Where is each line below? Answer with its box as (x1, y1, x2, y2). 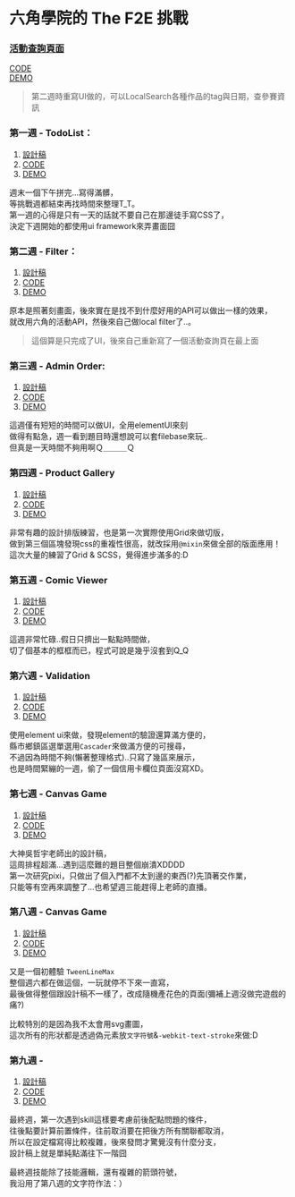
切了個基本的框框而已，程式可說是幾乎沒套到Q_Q (9, 645, 190, 656)
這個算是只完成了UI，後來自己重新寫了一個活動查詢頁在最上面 (30, 335, 259, 346)
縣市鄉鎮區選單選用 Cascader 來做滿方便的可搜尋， (9, 741, 190, 751)
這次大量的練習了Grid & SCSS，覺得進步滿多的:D (9, 549, 190, 560)
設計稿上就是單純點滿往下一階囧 (9, 1148, 127, 1159)
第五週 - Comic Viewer (9, 573, 108, 586)
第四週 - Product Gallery (9, 467, 115, 480)
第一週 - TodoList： (9, 127, 94, 140)
